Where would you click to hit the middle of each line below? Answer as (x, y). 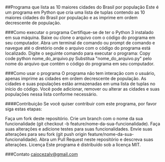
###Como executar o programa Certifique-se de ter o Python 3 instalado (80, 32)
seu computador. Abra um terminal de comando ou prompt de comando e (80, 43)
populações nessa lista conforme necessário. (51, 94)
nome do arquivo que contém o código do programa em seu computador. (80, 64)
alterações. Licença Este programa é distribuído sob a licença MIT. (73, 145)
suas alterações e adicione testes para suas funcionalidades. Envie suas (79, 129)
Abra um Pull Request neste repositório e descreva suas (96, 139)
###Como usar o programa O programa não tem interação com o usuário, (80, 73)
